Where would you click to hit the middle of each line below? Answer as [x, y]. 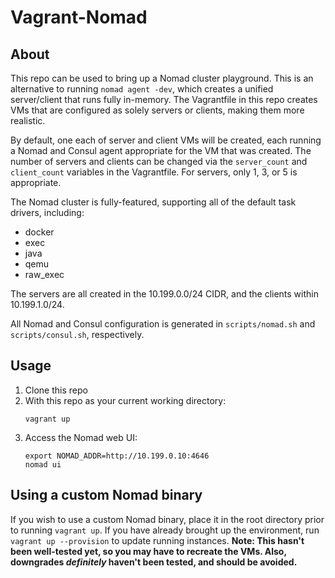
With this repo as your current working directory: [125, 400]
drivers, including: [47, 212]
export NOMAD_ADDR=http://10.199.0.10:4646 [117, 456]
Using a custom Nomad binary [106, 495]
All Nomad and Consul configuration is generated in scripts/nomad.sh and [163, 324]
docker [39, 232]
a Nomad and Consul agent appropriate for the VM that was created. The [161, 150]
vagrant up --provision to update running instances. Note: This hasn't [157, 540]
